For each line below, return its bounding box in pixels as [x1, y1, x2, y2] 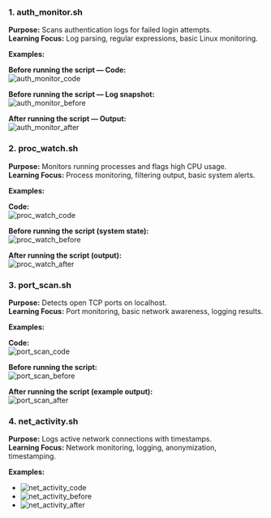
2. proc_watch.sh [8, 143, 79, 155]
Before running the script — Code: [8, 65, 127, 75]
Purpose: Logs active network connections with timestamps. [8, 434, 213, 444]
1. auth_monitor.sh [8, 7, 84, 18]
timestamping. [8, 451, 57, 461]
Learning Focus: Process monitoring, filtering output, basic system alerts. [8, 170, 256, 180]
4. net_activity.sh [8, 416, 79, 427]
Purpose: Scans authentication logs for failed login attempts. [8, 25, 213, 35]
